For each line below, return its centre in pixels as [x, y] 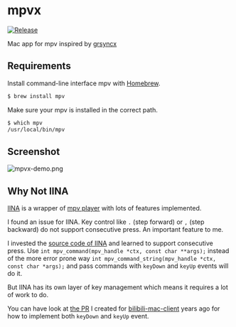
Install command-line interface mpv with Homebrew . [84, 83]
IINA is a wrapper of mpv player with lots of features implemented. [104, 208]
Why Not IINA [38, 191]
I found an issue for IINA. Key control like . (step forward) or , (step [106, 222]
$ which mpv [25, 123]
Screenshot [34, 151]
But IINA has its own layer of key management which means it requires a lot [118, 287]
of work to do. [28, 295]
